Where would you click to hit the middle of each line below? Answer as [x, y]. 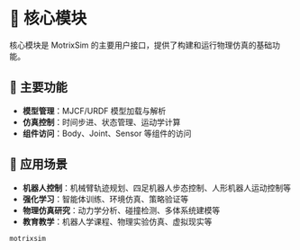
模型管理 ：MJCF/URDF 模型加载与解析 [94, 111]
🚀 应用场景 [38, 164]
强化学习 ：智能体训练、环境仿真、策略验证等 [105, 199]
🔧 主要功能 [38, 88]
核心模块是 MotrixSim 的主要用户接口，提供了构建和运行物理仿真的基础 [141, 45]
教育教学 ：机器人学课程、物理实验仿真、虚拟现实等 [117, 221]
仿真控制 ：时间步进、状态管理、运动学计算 [101, 121]
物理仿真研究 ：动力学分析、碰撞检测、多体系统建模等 [121, 210]
